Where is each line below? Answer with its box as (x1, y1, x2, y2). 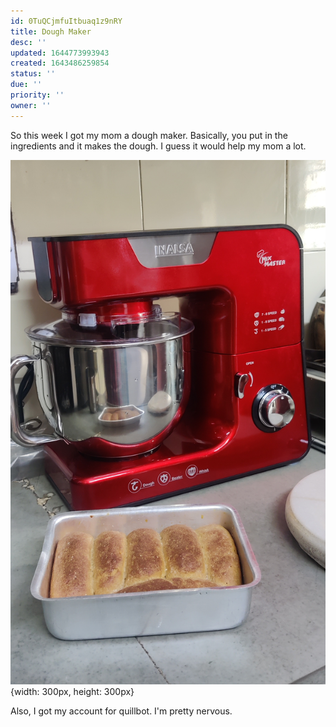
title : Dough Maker (10, 26, 92, 37)
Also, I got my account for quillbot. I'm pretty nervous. (10, 705, 233, 717)
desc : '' (10, 37, 47, 47)
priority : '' (10, 90, 65, 100)
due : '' (10, 80, 43, 90)
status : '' (10, 69, 56, 79)
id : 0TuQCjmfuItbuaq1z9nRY (10, 16, 123, 26)
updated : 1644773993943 (10, 48, 110, 58)
